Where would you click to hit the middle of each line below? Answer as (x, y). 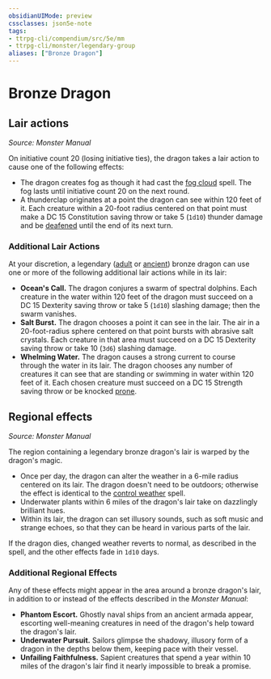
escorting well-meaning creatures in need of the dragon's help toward (137, 623)
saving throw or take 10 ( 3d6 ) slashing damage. (98, 348)
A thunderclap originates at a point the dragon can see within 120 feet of (141, 200)
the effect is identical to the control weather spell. (103, 493)
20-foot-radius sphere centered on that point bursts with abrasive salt (137, 331)
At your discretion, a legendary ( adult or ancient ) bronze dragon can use (129, 264)
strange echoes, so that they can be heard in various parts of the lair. (135, 528)
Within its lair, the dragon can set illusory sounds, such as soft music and (142, 519)
